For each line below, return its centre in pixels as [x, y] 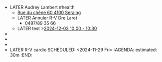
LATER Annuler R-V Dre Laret [47, 18]
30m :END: [21, 55]
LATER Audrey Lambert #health [42, 7]
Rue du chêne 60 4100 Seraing [49, 12]
